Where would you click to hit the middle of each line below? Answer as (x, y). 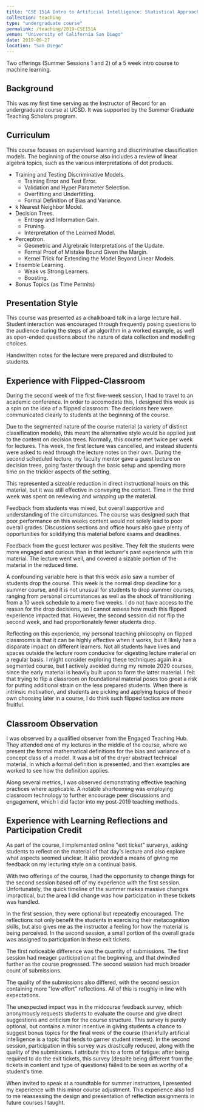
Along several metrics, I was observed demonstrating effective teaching (96, 782)
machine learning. (29, 69)
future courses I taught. (36, 1102)
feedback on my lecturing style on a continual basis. (72, 864)
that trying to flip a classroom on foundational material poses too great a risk (102, 679)
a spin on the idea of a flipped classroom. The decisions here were (90, 409)
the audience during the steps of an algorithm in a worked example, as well (100, 331)
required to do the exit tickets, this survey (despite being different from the (100, 1058)
